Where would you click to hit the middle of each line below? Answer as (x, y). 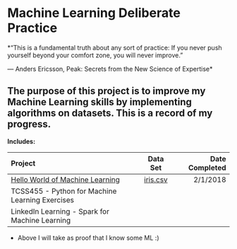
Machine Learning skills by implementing (99, 102)
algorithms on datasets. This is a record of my (110, 114)
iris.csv (156, 180)
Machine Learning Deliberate (94, 13)
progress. (29, 124)
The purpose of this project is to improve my (107, 91)
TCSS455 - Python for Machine (64, 191)
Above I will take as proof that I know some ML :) (89, 238)
